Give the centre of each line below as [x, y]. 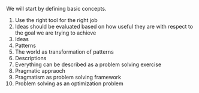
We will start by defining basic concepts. [56, 9]
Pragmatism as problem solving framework [68, 77]
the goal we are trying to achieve [55, 33]
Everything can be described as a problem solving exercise [88, 64]
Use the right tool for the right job [56, 20]
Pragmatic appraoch [40, 71]
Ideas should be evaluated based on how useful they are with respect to [104, 27]
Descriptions [31, 58]
